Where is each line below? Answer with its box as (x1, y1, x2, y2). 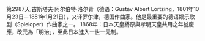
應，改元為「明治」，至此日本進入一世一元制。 (6, 28, 122, 35)
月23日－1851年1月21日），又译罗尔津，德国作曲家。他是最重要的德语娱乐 (6, 13, 190, 20)
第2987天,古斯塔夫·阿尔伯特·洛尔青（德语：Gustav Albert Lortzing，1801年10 (6, 6, 199, 12)
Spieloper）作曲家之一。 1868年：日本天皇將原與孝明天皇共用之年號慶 (17, 21, 195, 28)
